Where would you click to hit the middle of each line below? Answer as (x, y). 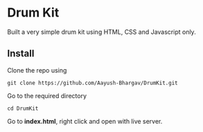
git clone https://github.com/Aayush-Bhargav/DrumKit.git (92, 83)
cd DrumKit (23, 109)
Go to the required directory (47, 95)
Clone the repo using (37, 70)
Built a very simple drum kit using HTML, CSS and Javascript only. (101, 32)
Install (21, 54)
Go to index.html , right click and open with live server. (85, 121)
